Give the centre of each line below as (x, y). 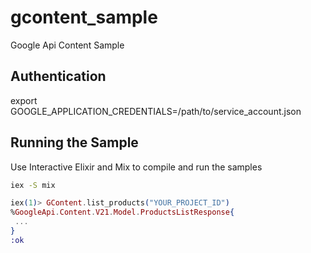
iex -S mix (33, 185)
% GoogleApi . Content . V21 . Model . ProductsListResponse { (122, 212)
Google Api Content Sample (67, 45)
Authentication (58, 76)
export (24, 100)
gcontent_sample (84, 17)
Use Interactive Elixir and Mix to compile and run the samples (136, 167)
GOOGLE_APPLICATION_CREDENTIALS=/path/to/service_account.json (156, 111)
